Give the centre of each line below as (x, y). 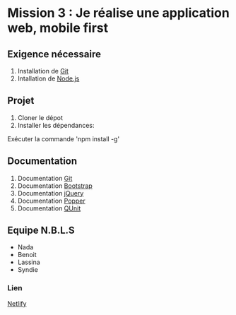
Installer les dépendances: (56, 125)
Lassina (29, 262)
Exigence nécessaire (54, 54)
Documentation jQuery (51, 193)
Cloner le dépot (40, 117)
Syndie (28, 270)
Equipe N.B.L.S (41, 231)
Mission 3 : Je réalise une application (118, 13)
